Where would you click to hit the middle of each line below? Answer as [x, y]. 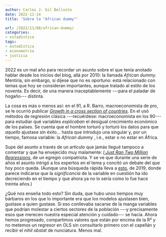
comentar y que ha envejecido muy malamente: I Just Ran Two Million [77, 152]
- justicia [16, 56]
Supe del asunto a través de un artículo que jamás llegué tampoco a [74, 147]
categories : [17, 33]
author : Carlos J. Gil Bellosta [38, 10]
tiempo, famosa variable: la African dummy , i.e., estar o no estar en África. [82, 137]
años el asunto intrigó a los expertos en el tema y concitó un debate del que [83, 163]
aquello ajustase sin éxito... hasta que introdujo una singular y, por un [76, 132]
